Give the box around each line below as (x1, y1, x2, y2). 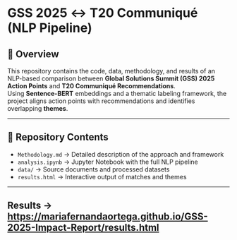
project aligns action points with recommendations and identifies (7, 97, 195, 105)
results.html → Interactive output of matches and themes (17, 172, 187, 181)
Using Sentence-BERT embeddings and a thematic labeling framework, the (7, 90, 227, 97)
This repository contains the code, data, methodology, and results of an (7, 67, 216, 75)
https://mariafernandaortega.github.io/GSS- (7, 210, 208, 223)
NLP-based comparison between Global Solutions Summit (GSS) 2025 (7, 74, 215, 83)
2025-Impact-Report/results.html (7, 222, 159, 234)
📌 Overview (7, 48, 59, 60)
